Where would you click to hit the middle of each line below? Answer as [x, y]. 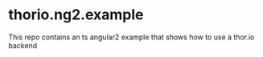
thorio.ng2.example [76, 15]
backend [23, 45]
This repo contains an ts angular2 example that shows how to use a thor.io [131, 37]
